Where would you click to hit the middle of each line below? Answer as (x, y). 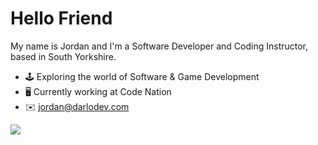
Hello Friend (61, 18)
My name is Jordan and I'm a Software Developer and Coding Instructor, (159, 46)
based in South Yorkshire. (63, 56)
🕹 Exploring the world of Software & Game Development (142, 76)
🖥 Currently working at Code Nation (98, 91)
